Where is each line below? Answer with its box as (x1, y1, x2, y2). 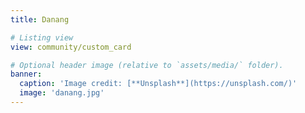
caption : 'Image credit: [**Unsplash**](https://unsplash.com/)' (19, 79, 298, 89)
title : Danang (10, 14, 70, 25)
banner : (10, 69, 43, 80)
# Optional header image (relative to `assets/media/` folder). (10, 60, 284, 70)
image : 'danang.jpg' (19, 88, 105, 98)
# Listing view (10, 32, 74, 43)
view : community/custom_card (10, 42, 132, 52)
